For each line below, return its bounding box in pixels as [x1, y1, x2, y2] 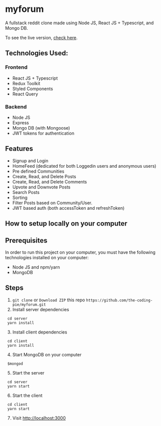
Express [12, 120, 29, 126]
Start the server [12, 370, 45, 376]
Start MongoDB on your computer [12, 351, 82, 357]
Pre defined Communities [12, 168, 64, 174]
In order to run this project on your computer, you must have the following [5, 249, 156, 255]
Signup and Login [12, 157, 49, 164]
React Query [12, 91, 38, 97]
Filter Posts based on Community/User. [12, 199, 93, 206]
